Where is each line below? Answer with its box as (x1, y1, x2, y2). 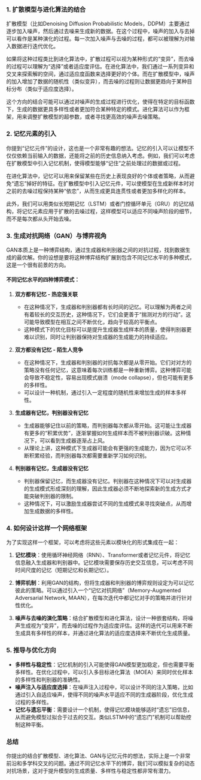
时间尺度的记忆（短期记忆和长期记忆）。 (14, 566, 112, 574)
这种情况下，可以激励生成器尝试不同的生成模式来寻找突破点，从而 (23, 500, 187, 507)
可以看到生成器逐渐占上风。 (39, 437, 108, 444)
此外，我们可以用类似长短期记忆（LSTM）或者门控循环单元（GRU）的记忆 (6, 200, 190, 207)
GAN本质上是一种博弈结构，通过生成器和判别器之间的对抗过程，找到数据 (6, 246, 185, 253)
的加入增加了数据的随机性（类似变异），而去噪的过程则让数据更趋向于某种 (6, 78, 187, 85)
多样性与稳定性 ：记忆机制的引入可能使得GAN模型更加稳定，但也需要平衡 (14, 661, 194, 668)
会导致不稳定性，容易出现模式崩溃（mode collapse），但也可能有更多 (23, 374, 194, 381)
